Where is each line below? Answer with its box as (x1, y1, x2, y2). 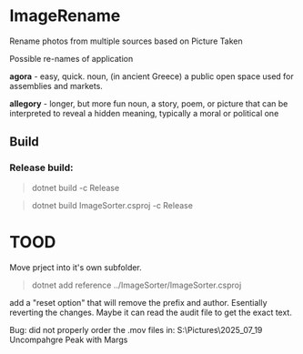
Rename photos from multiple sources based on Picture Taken (9, 35, 243, 46)
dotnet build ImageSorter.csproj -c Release (31, 199, 194, 210)
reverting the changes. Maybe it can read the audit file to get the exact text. (9, 307, 293, 318)
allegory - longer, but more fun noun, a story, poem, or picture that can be (9, 97, 288, 109)
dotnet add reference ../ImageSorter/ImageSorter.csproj (31, 279, 242, 290)
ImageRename (9, 5, 121, 26)
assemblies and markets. (9, 80, 103, 91)
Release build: (9, 161, 75, 174)
